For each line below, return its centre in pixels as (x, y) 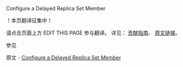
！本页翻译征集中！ (29, 20)
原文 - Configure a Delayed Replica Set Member (64, 57)
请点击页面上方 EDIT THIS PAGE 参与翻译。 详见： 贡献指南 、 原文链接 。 (94, 33)
